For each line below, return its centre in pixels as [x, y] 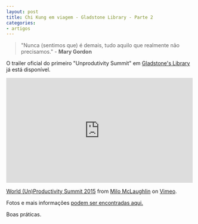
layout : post [22, 12]
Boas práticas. [24, 214]
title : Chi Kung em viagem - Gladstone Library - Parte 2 [80, 17]
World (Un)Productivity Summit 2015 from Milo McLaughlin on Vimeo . [92, 191]
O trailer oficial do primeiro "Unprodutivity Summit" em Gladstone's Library [98, 63]
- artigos [18, 28]
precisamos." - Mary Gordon [56, 52]
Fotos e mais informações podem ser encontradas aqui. [75, 203]
